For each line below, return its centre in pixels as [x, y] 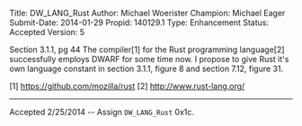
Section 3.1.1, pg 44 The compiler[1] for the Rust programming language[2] [147, 49]
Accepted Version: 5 [47, 32]
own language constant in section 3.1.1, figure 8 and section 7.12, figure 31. [147, 68]
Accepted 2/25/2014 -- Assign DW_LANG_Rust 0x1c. [102, 112]
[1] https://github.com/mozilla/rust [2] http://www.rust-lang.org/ [127, 86]
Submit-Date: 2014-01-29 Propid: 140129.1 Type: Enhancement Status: [139, 22]
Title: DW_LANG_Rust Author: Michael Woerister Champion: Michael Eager [147, 13]
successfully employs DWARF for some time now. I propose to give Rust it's [149, 59]
